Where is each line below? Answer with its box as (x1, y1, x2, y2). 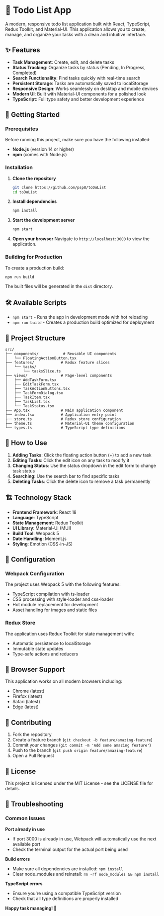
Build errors (5, 856, 30, 862)
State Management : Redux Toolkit (12, 520, 83, 526)
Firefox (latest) (12, 693, 43, 699)
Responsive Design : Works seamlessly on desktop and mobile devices (12, 86, 158, 92)
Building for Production (5, 254, 63, 261)
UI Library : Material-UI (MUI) (12, 525, 72, 531)
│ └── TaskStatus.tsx (5, 404, 55, 409)
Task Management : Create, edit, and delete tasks (12, 59, 114, 65)
